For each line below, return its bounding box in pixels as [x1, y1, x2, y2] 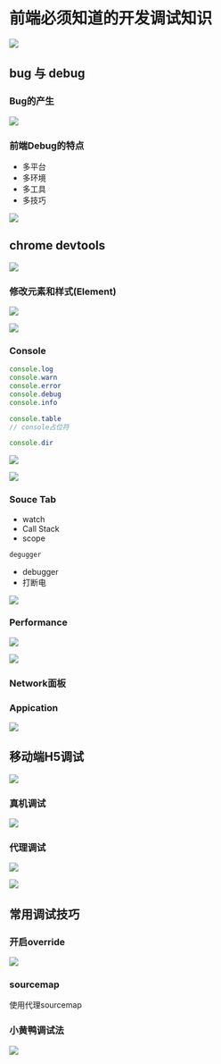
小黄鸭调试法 [9, 1025, 65, 1037]
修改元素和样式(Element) [9, 285, 117, 298]
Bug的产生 [9, 95, 55, 107]
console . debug [9, 390, 62, 399]
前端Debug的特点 [9, 139, 85, 152]
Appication [9, 701, 59, 714]
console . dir [9, 439, 53, 448]
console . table [9, 414, 62, 423]
